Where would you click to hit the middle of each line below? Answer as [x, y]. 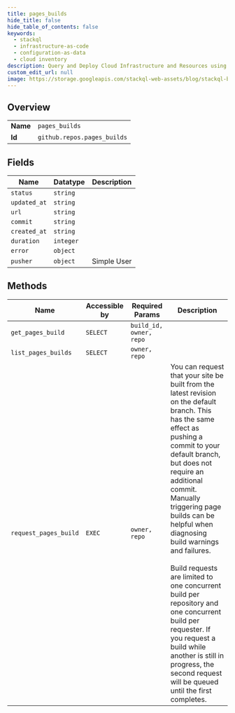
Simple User [112, 261]
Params [147, 314]
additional [186, 480]
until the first [191, 691]
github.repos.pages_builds [83, 138]
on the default [193, 401]
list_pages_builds [41, 352]
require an [187, 471]
